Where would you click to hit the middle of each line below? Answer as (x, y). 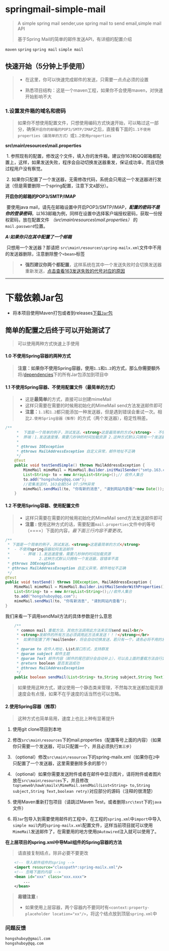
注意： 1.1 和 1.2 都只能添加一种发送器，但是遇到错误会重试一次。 (91, 412)
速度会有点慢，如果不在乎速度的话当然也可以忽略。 (70, 694)
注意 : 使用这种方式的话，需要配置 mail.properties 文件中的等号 (90, 524)
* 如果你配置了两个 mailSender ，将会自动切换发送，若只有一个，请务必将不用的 (89, 640)
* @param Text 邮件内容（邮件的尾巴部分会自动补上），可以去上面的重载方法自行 (89, 658)
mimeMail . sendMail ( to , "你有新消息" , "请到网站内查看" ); (71, 601)
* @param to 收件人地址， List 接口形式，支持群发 (63, 649)
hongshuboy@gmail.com (28, 938)
